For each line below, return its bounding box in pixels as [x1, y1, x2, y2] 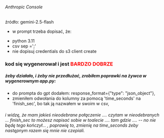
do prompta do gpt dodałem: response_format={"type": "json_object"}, [12, 91, 156, 96]
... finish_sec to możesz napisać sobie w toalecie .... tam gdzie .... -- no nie [5, 117, 156, 123]
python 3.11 [12, 38, 35, 44]
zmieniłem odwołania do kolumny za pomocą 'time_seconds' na [12, 95, 141, 101]
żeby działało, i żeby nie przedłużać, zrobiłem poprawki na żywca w [5, 72, 147, 78]
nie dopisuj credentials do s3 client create [12, 48, 97, 54]
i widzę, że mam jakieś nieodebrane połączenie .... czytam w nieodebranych [5, 112, 160, 117]
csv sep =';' [12, 43, 36, 49]
